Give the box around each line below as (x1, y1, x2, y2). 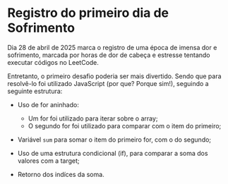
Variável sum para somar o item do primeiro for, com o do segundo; (17, 135, 212, 144)
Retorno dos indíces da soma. (17, 170, 104, 178)
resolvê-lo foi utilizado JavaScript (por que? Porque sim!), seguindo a (7, 79, 210, 87)
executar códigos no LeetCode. (7, 58, 99, 66)
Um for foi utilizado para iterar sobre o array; (28, 114, 158, 123)
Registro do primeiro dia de (7, 5, 169, 21)
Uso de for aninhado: (17, 100, 79, 109)
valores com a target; (17, 157, 80, 165)
